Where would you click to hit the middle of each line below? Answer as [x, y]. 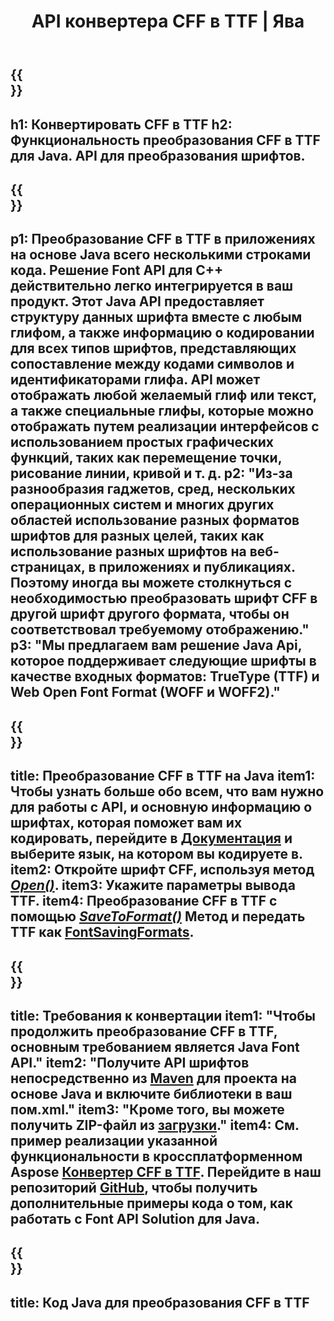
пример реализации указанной [114, 1140]
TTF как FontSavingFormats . [102, 932]
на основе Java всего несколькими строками [161, 255]
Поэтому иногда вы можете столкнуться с [151, 583]
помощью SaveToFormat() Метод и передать [158, 916]
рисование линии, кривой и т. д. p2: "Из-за [151, 473]
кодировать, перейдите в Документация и [151, 838]
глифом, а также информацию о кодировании [162, 333]
